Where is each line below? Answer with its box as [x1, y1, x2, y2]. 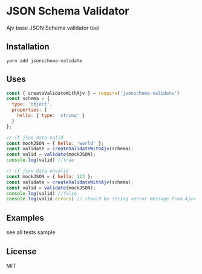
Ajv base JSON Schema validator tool [6, 24, 100, 31]
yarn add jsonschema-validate [6, 57, 83, 64]
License [6, 246, 37, 256]
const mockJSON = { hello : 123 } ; [6, 173, 94, 179]
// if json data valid [6, 135, 64, 141]
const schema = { [6, 95, 50, 102]
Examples [6, 212, 44, 223]
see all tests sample [6, 229, 56, 236]
